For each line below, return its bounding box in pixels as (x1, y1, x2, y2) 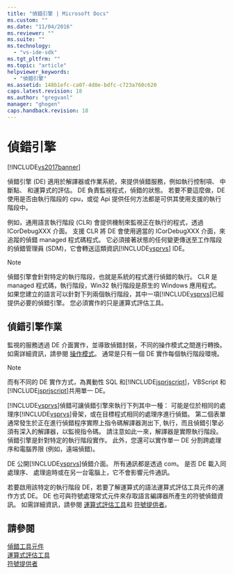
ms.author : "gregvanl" (7, 95, 73, 102)
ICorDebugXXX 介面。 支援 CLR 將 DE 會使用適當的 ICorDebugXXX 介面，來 (7, 227, 226, 235)
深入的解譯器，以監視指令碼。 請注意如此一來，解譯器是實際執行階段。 (19, 427, 223, 436)
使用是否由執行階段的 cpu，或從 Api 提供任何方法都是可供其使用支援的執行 (7, 194, 222, 202)
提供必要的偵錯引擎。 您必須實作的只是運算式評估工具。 (7, 298, 168, 307)
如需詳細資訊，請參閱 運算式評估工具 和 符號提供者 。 (20, 500, 171, 509)
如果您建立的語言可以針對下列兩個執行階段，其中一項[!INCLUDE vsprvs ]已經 (7, 289, 225, 298)
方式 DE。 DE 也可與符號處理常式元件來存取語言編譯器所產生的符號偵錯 (13, 491, 218, 500)
